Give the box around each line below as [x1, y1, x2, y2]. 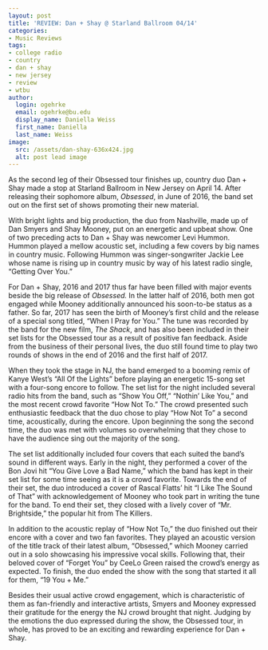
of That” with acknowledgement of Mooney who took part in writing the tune [8, 492, 260, 501]
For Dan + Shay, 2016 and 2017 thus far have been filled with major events [8, 282, 252, 292]
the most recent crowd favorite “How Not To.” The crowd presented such [8, 400, 249, 409]
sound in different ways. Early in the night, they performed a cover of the [8, 457, 247, 468]
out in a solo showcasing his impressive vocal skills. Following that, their [8, 549, 246, 560]
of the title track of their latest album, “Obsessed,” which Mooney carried [8, 541, 249, 551]
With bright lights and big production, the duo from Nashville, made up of [8, 216, 249, 225]
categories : [8, 26, 48, 34]
